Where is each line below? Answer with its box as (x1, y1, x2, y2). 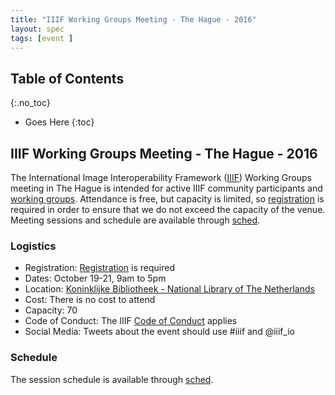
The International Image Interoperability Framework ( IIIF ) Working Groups (10, 172, 312, 183)
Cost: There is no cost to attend (24, 294, 156, 306)
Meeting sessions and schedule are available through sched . (10, 214, 261, 226)
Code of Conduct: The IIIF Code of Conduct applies (24, 315, 238, 327)
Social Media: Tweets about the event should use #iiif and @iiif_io (24, 326, 295, 338)
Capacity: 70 (24, 304, 78, 316)
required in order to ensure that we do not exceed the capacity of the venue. (10, 204, 326, 215)
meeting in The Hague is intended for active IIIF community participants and (10, 182, 323, 194)
